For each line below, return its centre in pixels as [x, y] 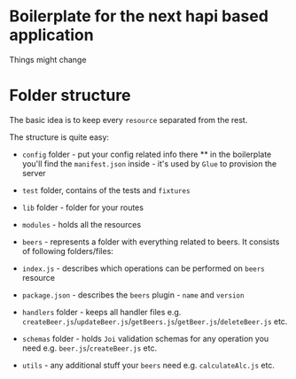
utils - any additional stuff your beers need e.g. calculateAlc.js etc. [148, 365]
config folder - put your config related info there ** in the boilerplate [147, 154]
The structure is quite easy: [59, 137]
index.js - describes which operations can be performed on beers [144, 268]
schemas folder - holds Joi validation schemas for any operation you [145, 338]
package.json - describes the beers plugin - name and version [133, 295]
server [34, 173]
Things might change [48, 59]
